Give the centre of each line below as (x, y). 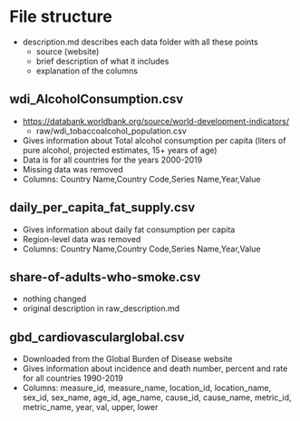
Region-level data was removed (82, 239)
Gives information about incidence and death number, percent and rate (155, 368)
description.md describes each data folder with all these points (140, 42)
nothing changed (54, 299)
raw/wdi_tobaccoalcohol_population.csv (111, 131)
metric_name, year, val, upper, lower (90, 407)
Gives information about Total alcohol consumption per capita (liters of (154, 140)
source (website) (68, 51)
